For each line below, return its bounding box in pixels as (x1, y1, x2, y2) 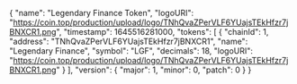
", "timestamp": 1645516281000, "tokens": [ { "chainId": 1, (56, 27, 269, 37)
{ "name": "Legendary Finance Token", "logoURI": (9, 8, 194, 18)
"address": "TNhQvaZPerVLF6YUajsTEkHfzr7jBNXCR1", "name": (9, 36, 248, 46)
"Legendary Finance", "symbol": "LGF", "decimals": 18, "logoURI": (9, 46, 254, 56)
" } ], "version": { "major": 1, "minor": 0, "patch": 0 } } (56, 64, 252, 75)
